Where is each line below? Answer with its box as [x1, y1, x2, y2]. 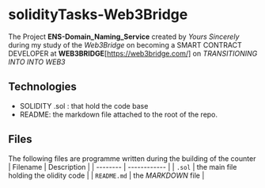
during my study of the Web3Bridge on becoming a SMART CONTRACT [8, 40, 243, 49]
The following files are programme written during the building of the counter [8, 153, 256, 163]
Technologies [8, 80, 78, 94]
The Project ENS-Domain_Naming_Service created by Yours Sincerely [8, 32, 240, 41]
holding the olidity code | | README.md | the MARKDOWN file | [8, 171, 205, 180]
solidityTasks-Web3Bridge [8, 6, 188, 24]
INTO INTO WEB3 [8, 57, 66, 67]
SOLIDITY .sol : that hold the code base [19, 101, 149, 110]
